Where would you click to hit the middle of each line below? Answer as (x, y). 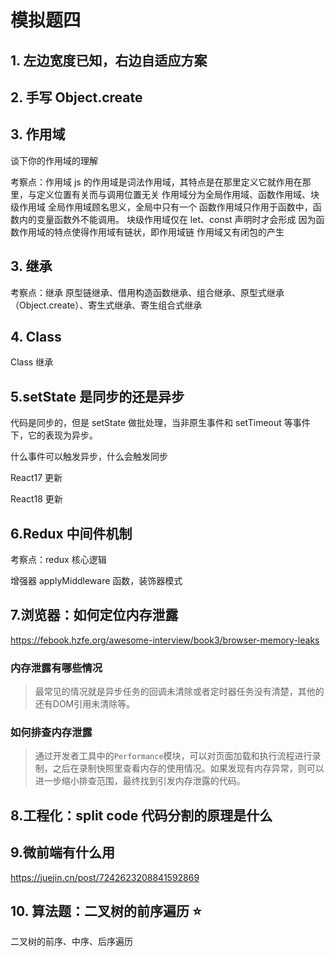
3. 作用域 (38, 134)
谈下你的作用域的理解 (54, 160)
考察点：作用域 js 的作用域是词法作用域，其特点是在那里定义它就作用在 (156, 182)
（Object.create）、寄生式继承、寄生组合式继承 (106, 305)
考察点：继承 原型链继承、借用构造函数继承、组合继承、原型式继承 (147, 292)
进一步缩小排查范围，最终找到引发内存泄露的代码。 (140, 781)
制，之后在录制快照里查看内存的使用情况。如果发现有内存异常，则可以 (179, 768)
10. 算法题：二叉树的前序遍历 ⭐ (106, 911)
